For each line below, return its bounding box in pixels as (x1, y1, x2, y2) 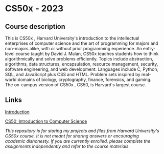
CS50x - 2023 (5, 3, 64, 14)
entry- (143, 46, 156, 51)
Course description (5, 22, 66, 31)
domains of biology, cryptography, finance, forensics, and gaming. (17, 77, 152, 82)
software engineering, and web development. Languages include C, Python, (5, 66, 159, 72)
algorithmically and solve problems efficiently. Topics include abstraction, (5, 56, 153, 61)
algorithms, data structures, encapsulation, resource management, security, (5, 61, 158, 67)
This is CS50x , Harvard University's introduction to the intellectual (5, 35, 140, 41)
